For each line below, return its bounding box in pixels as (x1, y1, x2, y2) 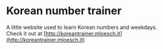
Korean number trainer (6, 4, 122, 18)
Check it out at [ (6, 30, 46, 37)
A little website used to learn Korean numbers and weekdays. (6, 24, 158, 31)
